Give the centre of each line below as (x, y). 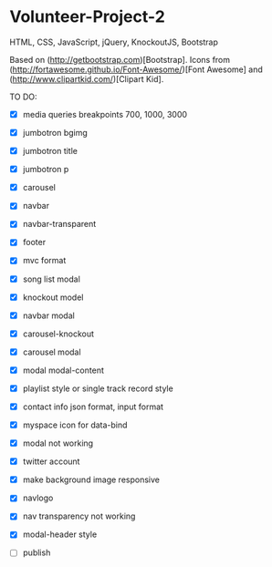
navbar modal (48, 315)
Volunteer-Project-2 (88, 17)
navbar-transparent (59, 224)
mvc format (44, 261)
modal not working (58, 443)
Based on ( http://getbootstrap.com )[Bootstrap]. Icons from (120, 59)
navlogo (38, 498)
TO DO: (24, 97)
